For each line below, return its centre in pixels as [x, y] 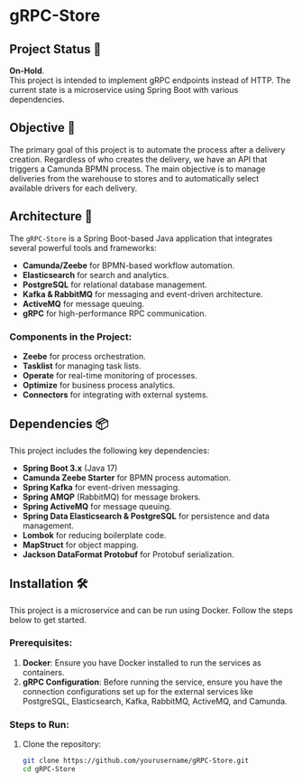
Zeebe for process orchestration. [84, 356]
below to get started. [48, 620]
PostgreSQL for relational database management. [114, 284]
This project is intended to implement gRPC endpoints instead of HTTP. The [150, 80]
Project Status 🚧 [55, 49]
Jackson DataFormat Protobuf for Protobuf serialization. [128, 554]
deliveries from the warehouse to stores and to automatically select [134, 178]
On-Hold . [27, 70]
